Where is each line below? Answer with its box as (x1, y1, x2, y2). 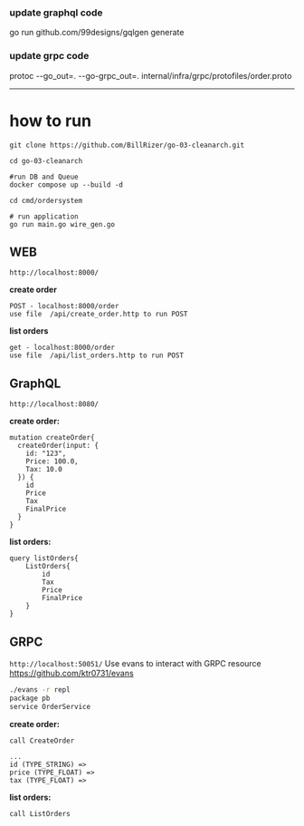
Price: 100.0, (25, 457, 79, 466)
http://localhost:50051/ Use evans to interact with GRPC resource (9, 657, 262, 668)
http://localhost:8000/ (9, 268, 100, 277)
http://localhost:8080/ (9, 400, 100, 409)
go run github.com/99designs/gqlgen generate (9, 27, 185, 38)
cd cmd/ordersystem (9, 196, 83, 205)
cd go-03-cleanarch (9, 156, 83, 165)
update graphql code (9, 6, 103, 19)
